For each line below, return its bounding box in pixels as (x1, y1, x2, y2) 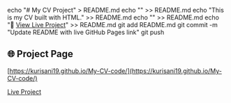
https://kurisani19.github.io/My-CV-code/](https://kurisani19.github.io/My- (9, 66, 222, 75)
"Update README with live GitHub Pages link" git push (7, 28, 165, 36)
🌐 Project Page (7, 48, 73, 60)
